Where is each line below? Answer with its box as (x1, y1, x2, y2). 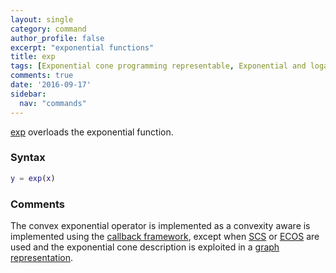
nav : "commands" (19, 98, 87, 108)
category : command (10, 24, 87, 34)
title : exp (10, 52, 56, 62)
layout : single (10, 14, 74, 25)
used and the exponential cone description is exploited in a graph (10, 241, 280, 253)
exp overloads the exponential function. (10, 126, 174, 138)
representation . (10, 251, 73, 263)
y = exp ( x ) (10, 173, 56, 183)
